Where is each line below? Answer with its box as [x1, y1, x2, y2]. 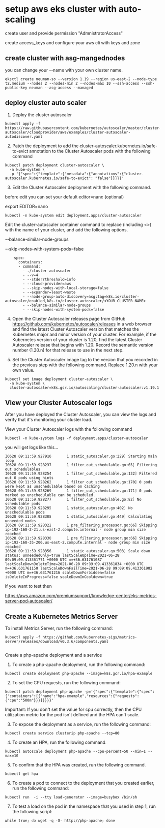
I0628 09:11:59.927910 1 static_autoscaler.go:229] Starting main [5, 454, 157, 459]
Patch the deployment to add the [12, 143, 79, 149]
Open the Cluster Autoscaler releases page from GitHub [12, 316, 126, 321]
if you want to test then [5, 583, 52, 589]
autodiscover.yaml [5, 134, 43, 139]
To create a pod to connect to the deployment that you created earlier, [12, 780, 155, 786]
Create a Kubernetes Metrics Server [5, 612, 118, 621]
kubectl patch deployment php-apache [5, 689, 82, 695]
